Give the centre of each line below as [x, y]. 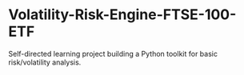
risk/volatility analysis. [45, 62]
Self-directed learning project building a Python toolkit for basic [113, 53]
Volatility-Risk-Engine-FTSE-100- [122, 15]
